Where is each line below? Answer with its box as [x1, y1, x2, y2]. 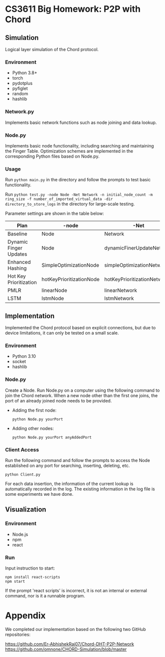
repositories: [5, 631, 31, 637]
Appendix [5, 610, 46, 621]
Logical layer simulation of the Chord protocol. [5, 47, 99, 52]
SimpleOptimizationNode [41, 262, 99, 269]
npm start [5, 579, 26, 584]
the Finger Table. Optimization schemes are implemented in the [5, 148, 134, 154]
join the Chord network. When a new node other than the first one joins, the [5, 392, 158, 399]
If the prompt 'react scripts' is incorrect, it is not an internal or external [5, 587, 147, 593]
